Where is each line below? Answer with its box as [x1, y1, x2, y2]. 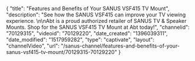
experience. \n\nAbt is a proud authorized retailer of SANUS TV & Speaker [6, 18, 187, 24]
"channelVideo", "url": [6, 42, 60, 49]
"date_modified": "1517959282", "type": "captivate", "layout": [6, 36, 155, 43]
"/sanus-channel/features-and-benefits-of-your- [61, 42, 180, 49]
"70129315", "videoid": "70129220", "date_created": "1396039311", [6, 30, 168, 37]
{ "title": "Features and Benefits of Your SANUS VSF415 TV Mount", [6, 5, 170, 12]
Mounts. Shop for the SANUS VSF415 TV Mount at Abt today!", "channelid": [6, 23, 190, 30]
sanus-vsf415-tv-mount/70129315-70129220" [6, 49, 117, 55]
